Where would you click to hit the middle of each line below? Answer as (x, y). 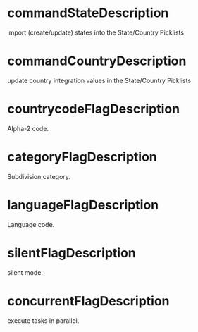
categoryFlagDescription (82, 157)
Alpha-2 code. (28, 128)
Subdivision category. (39, 176)
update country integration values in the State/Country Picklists (99, 80)
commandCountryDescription (97, 61)
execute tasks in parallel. (43, 320)
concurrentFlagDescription (88, 301)
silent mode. (25, 272)
